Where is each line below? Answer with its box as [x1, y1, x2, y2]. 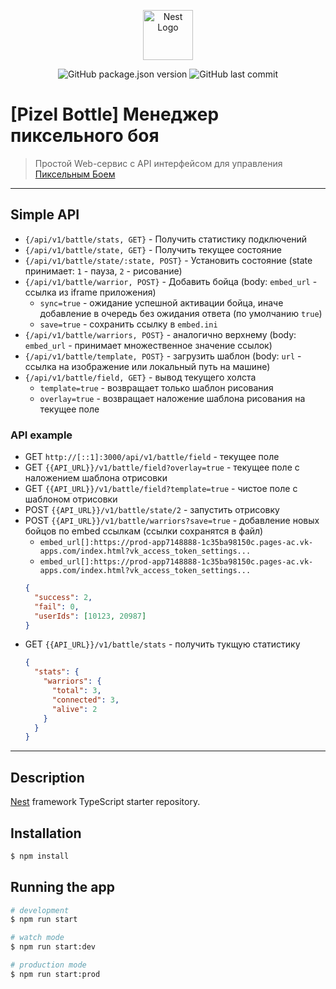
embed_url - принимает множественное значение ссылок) [24, 339, 273, 351]
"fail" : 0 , [34, 601, 80, 612]
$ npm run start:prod [10, 969, 101, 979]
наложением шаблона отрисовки [24, 472, 168, 484]
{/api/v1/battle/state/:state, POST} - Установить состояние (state [24, 254, 313, 266]
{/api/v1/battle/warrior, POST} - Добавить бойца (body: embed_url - [24, 275, 318, 287]
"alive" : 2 [51, 704, 98, 714]
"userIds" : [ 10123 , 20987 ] [34, 611, 147, 621]
